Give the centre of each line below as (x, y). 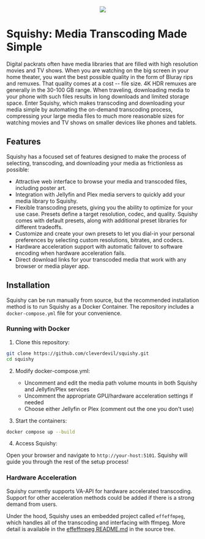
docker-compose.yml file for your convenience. (64, 313)
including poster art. (41, 188)
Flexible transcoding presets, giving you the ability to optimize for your (104, 207)
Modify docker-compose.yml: (53, 371)
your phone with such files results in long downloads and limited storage (98, 96)
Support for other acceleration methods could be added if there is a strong (100, 497)
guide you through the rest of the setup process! (67, 462)
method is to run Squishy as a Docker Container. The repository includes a (100, 306)
